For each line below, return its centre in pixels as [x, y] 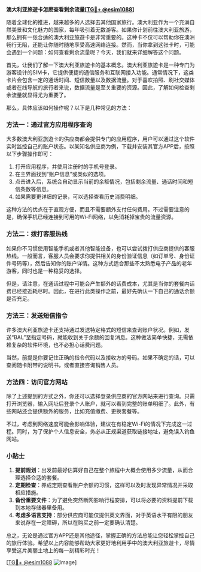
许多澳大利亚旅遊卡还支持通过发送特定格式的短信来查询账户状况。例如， [95, 330]
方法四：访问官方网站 [37, 382]
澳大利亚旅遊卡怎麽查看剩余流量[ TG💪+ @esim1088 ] [70, 9]
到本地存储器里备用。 [41, 508]
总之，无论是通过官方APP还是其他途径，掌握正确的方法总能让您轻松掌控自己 [100, 535]
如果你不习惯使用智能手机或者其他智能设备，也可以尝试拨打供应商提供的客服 [100, 248]
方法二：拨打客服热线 [37, 234]
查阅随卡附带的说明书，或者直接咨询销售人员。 [64, 365]
